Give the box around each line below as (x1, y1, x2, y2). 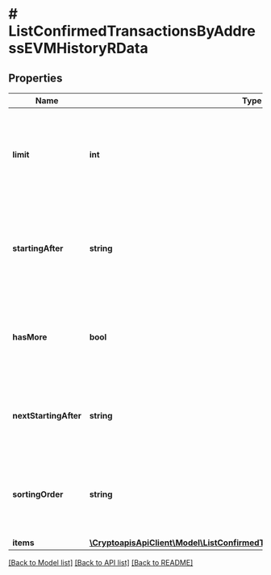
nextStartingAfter (12, 410, 82, 421)
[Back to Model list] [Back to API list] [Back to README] (8, 558, 194, 567)
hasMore (12, 331, 48, 343)
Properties (8, 71, 63, 85)
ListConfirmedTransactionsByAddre (8, 22, 256, 40)
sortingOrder (12, 489, 64, 500)
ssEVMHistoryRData (8, 40, 148, 57)
